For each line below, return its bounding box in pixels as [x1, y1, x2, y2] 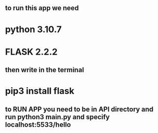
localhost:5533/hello [5, 120, 71, 129]
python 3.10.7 [5, 24, 62, 35]
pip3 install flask [5, 86, 75, 97]
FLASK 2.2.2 [5, 46, 58, 57]
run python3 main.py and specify [5, 113, 110, 121]
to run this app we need [5, 4, 79, 12]
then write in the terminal [5, 66, 84, 74]
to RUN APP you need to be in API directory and [5, 105, 154, 113]
